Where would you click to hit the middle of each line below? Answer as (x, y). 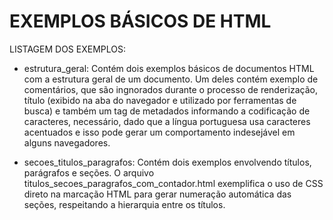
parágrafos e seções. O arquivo (89, 172)
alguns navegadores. (67, 142)
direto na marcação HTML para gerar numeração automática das (157, 194)
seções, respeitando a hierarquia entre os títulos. (124, 204)
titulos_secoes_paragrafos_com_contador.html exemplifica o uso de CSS (173, 183)
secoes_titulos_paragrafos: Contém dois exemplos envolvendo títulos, (167, 162)
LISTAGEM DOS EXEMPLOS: (67, 49)
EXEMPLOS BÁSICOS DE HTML (140, 21)
